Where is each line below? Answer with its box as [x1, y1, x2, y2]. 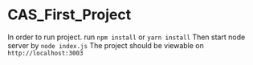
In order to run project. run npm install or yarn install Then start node [7, 32, 246, 42]
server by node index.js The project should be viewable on [7, 40, 204, 50]
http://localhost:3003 [7, 49, 84, 57]
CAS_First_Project [7, 6, 132, 24]
